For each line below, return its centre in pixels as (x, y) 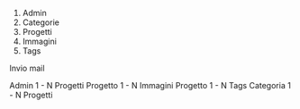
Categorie (41, 22)
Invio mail (27, 68)
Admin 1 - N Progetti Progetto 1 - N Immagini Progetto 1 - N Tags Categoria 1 (150, 85)
